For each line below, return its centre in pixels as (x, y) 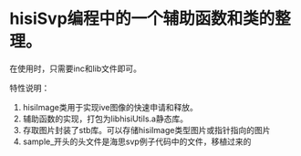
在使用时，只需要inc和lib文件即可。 (76, 68)
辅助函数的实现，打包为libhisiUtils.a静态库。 (105, 119)
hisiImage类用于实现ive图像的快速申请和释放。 (110, 107)
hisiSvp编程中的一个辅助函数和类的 (142, 19)
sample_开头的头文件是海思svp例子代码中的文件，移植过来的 (137, 141)
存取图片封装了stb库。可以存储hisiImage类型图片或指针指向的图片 (146, 130)
